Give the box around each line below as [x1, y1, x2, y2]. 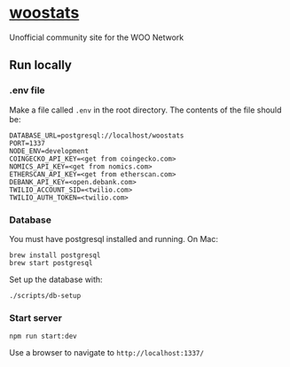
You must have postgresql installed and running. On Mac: [9, 233, 219, 244]
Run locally [9, 58, 73, 73]
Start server [9, 311, 62, 324]
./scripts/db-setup [9, 291, 82, 300]
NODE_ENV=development [9, 146, 90, 155]
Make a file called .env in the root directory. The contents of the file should [9, 105, 282, 115]
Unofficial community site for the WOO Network [9, 32, 184, 43]
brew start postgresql [9, 258, 93, 268]
